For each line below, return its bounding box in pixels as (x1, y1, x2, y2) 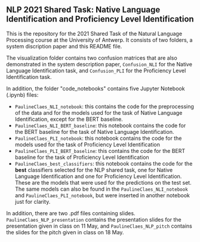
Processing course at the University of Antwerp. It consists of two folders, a (6, 36, 193, 44)
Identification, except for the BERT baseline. (14, 115, 124, 122)
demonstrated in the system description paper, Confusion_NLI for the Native (6, 60, 193, 68)
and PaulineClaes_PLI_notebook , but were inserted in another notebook (14, 191, 190, 199)
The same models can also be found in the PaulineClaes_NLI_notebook (14, 185, 188, 192)
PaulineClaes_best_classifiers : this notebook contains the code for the (14, 160, 193, 167)
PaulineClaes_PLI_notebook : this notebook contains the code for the (14, 134, 182, 142)
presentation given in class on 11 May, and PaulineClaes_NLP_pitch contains (6, 222, 192, 229)
